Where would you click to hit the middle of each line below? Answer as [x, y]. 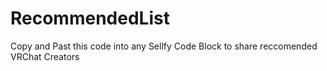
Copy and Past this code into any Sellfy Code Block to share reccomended [164, 46]
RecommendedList [90, 18]
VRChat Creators [45, 56]
